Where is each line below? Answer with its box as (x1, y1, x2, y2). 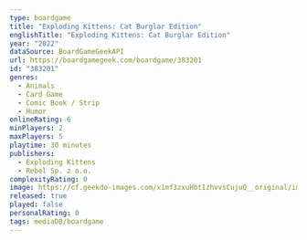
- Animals (17, 81, 55, 90)
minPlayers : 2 (9, 124, 64, 133)
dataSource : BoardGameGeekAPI (9, 47, 125, 57)
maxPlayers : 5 (9, 132, 64, 141)
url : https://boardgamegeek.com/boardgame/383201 (9, 56, 203, 65)
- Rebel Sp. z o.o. (17, 166, 92, 175)
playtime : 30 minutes (9, 141, 92, 150)
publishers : (9, 149, 55, 158)
